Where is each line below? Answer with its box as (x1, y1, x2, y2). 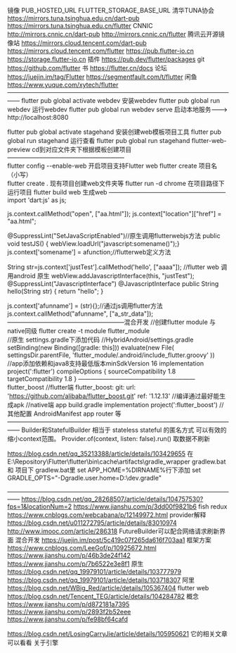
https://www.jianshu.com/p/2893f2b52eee (7, 608, 131, 616)
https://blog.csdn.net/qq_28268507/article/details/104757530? (20, 495, 204, 503)
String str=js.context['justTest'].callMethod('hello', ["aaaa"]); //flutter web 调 (7, 263, 228, 271)
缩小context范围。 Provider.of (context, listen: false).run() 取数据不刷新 (7, 435, 211, 442)
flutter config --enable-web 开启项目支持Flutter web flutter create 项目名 (7, 161, 218, 170)
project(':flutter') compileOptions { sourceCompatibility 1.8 (7, 367, 176, 375)
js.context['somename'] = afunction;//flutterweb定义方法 (7, 248, 171, 256)
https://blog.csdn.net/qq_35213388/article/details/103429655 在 (7, 449, 194, 458)
